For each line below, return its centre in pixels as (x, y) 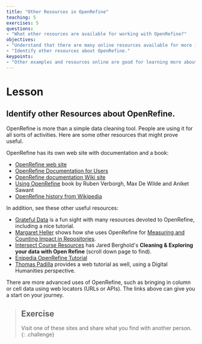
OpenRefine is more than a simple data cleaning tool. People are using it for (100, 128)
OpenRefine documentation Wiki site (60, 177)
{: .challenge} (38, 334)
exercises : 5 (23, 23)
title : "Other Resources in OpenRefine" (58, 12)
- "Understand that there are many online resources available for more (99, 46)
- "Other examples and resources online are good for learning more (94, 62)
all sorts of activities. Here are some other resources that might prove (92, 134)
